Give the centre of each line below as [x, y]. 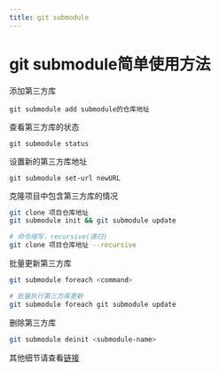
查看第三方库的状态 [44, 126]
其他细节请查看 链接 [44, 358]
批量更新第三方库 [40, 263]
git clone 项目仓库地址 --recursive [73, 246]
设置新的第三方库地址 [48, 161]
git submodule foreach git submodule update [93, 304]
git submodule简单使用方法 [110, 64]
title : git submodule [49, 17]
